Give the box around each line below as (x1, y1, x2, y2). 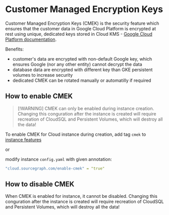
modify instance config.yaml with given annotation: (5, 156, 112, 162)
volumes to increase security (12, 72, 73, 78)
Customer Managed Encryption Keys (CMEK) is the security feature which (5, 20, 159, 26)
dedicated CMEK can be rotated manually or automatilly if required (12, 77, 151, 83)
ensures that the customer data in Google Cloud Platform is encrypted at (5, 25, 156, 31)
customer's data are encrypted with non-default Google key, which (12, 56, 152, 62)
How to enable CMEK (5, 92, 73, 100)
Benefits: (5, 46, 24, 52)
